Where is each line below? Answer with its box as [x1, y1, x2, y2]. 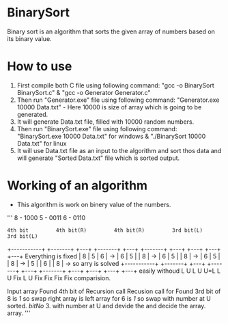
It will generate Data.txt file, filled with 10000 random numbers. [16, 118, 195, 126]
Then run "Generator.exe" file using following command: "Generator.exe [16, 96, 220, 104]
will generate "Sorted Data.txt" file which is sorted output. [16, 154, 180, 162]
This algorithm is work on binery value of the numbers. [16, 200, 171, 208]
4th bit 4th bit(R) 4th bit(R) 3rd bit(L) [7, 227, 203, 234]
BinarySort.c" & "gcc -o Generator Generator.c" [16, 88, 152, 96]
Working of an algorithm [7, 178, 148, 193]
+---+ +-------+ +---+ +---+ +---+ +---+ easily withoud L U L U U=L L [20, 267, 220, 275]
